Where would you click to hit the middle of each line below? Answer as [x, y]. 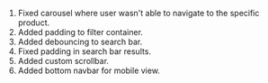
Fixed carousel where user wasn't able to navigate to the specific [138, 13]
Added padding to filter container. [80, 32]
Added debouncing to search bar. [80, 41]
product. [34, 23]
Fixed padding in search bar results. [84, 51]
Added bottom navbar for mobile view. [89, 70]
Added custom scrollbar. [63, 61]
